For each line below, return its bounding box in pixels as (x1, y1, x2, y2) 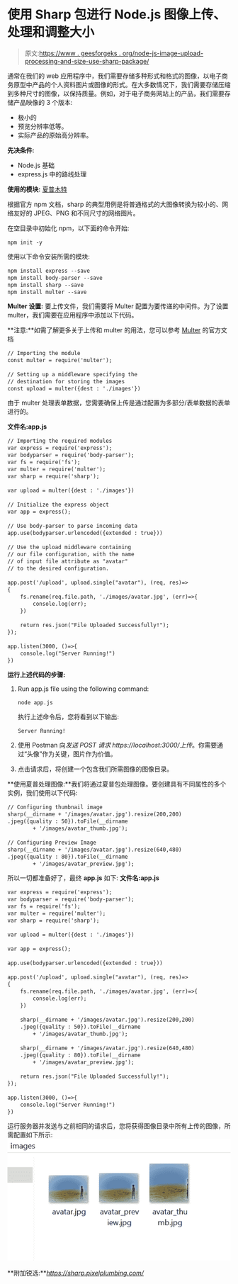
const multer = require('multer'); (7, 356, 113, 364)
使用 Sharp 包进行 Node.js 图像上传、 (7, 6, 227, 23)
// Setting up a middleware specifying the (7, 371, 138, 378)
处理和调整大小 (7, 24, 95, 40)
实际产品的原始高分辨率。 (17, 130, 93, 139)
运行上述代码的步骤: (7, 670, 66, 679)
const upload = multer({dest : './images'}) (7, 385, 141, 392)
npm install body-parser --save (7, 274, 103, 281)
